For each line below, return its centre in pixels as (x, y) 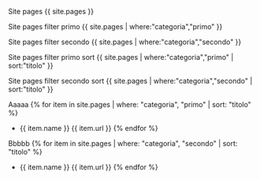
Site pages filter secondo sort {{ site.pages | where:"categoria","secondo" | (130, 81)
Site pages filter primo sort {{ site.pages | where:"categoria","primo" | (121, 57)
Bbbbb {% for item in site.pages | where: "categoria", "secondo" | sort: (123, 144)
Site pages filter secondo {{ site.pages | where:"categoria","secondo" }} (125, 42)
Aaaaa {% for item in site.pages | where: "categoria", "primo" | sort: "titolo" (130, 104)
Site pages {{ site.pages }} (51, 11)
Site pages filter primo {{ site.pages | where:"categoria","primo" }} (115, 26)
